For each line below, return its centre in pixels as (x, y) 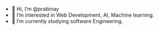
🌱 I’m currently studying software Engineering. (67, 21)
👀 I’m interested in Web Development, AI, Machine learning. (83, 15)
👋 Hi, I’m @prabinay (35, 9)
